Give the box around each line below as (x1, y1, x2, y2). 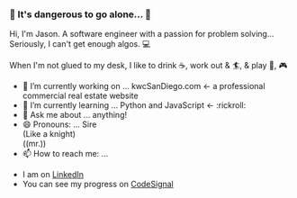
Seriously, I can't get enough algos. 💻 (9, 39, 151, 49)
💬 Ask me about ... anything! (22, 110, 128, 121)
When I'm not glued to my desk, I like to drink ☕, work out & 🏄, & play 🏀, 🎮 (9, 60, 288, 71)
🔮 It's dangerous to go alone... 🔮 (9, 8, 151, 21)
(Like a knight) (22, 129, 76, 139)
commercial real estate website (22, 90, 139, 102)
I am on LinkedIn (22, 169, 84, 180)
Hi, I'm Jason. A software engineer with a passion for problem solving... (9, 29, 274, 40)
